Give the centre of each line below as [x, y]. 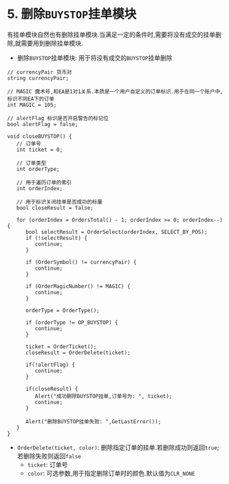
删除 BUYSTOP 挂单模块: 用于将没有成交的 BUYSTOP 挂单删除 [95, 58]
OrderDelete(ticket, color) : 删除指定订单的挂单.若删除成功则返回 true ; [118, 447]
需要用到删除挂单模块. [52, 43]
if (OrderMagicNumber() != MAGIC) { [78, 286]
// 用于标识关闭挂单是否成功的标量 [59, 202]
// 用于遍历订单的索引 [44, 182]
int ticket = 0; [40, 150]
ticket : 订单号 [47, 464]
